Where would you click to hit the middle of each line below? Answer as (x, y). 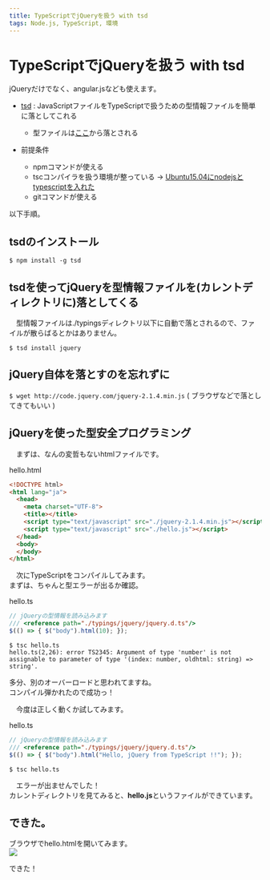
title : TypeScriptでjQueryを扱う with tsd (79, 16)
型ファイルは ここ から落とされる (85, 133)
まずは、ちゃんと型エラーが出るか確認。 (76, 585)
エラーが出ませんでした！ (58, 785)
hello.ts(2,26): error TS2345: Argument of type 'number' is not (120, 652)
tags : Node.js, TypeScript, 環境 (64, 23)
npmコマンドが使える (68, 167)
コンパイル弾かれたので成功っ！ (62, 692)
